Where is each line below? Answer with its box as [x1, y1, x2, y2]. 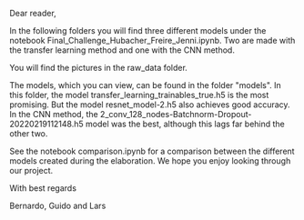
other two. [9, 128, 48, 139]
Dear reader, [9, 8, 56, 18]
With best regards [9, 183, 77, 194]
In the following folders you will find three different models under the [9, 25, 267, 35]
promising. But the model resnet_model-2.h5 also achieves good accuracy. [9, 99, 290, 110]
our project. [9, 165, 54, 175]
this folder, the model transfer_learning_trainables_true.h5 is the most [9, 90, 269, 100]
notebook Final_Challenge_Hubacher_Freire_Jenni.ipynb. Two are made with [9, 35, 296, 45]
